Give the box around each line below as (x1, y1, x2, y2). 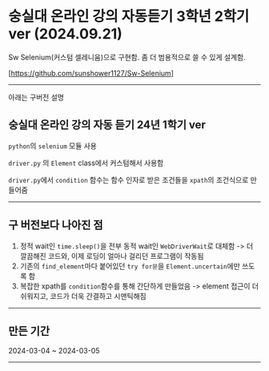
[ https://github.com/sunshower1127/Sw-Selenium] (8, 68, 175, 78)
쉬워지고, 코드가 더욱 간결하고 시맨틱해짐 (19, 291, 147, 300)
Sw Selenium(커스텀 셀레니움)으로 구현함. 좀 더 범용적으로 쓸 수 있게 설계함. (8, 52, 246, 62)
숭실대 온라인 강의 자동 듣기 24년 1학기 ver (8, 118, 207, 132)
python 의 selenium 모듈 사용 (8, 141, 98, 151)
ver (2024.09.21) (8, 25, 122, 43)
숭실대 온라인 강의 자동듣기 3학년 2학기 (8, 7, 250, 26)
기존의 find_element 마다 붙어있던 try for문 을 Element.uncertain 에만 (19, 261, 240, 271)
